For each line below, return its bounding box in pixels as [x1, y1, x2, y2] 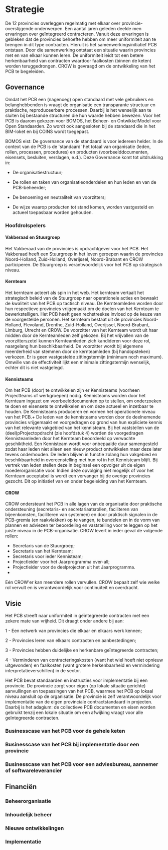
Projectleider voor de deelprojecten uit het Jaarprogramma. [12, 564, 135, 570]
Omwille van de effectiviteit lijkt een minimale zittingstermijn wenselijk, [5, 359, 150, 366]
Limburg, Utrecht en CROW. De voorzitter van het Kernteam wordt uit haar [5, 327, 158, 333]
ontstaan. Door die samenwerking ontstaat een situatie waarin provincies [5, 47, 156, 53]
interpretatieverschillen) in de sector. [5, 668, 81, 674]
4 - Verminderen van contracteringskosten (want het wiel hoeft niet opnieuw [5, 657, 163, 663]
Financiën [5, 783, 37, 791]
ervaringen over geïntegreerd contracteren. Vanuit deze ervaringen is [5, 31, 149, 37]
